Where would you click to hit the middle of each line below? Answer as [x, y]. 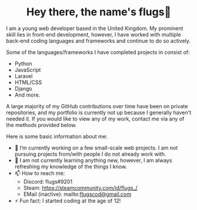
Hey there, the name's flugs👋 [99, 12]
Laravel [24, 76]
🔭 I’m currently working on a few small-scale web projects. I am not [96, 148]
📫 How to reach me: [40, 173]
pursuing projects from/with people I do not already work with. [90, 154]
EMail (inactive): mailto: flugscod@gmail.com [77, 194]
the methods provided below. [41, 125]
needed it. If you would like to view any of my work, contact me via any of [95, 119]
